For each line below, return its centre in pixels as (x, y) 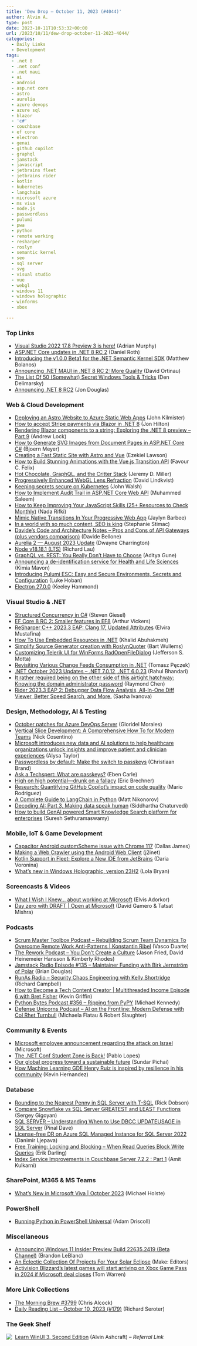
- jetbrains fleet (34, 171)
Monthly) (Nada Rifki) (40, 512)
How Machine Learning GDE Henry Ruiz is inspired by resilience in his (99, 1068)
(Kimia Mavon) (32, 568)
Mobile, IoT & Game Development (54, 833)
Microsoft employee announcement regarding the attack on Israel (94, 1043)
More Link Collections (38, 1289)
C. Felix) (25, 468)
